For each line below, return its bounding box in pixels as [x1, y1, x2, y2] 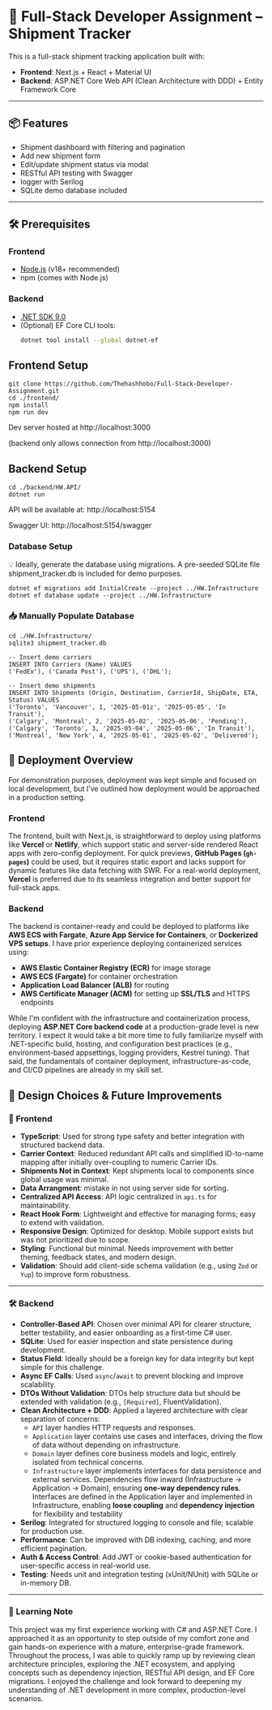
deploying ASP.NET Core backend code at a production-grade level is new [8, 1022, 259, 1032]
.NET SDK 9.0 [19, 312, 66, 322]
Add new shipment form [19, 150, 101, 161]
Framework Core [19, 84, 77, 94]
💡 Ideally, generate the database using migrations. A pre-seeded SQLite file [8, 559, 261, 569]
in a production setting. [8, 792, 86, 802]
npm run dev [8, 408, 49, 417]
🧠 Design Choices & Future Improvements [8, 1088, 223, 1103]
